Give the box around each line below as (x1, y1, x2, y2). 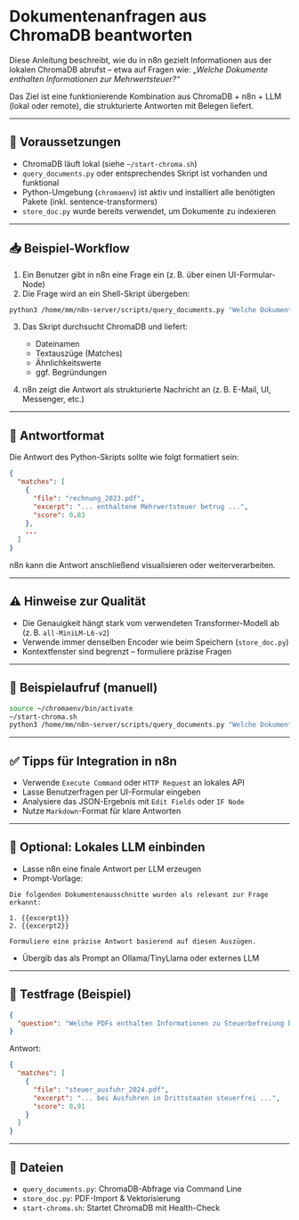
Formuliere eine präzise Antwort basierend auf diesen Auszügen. (9, 936, 256, 946)
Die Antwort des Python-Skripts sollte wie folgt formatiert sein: (9, 452, 239, 463)
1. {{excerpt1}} (9, 913, 69, 922)
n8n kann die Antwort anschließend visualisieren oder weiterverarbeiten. (9, 560, 276, 570)
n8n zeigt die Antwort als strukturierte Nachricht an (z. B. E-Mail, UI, (21, 384, 271, 395)
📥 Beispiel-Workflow (9, 241, 130, 256)
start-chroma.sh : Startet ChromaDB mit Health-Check (21, 1202, 221, 1213)
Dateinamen (35, 339, 80, 350)
